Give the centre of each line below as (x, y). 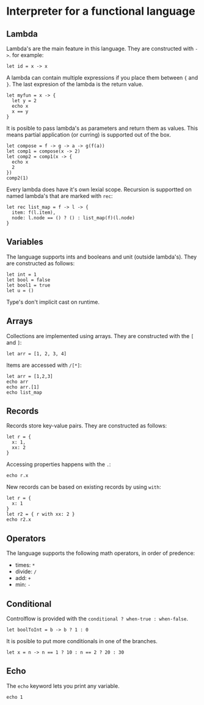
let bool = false (28, 280)
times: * (25, 565)
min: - (23, 585)
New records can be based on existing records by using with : (84, 487)
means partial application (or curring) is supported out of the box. (89, 135)
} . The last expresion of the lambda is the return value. (75, 84)
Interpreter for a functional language (101, 11)
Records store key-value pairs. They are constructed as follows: (87, 426)
